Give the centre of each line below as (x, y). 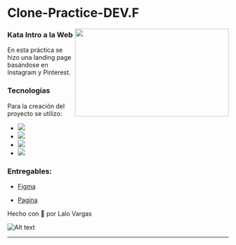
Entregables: (30, 171)
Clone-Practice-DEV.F (73, 13)
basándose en (28, 65)
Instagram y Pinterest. (39, 72)
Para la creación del (36, 106)
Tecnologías (29, 91)
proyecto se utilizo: (35, 113)
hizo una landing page (39, 58)
